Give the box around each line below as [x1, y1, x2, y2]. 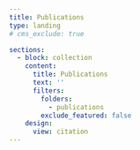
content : [25, 62, 57, 71]
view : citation [32, 127, 89, 137]
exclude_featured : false [41, 111, 132, 120]
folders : [41, 94, 73, 103]
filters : [32, 86, 65, 95]
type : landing [9, 21, 62, 30]
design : [25, 119, 53, 128]
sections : [9, 45, 46, 54]
